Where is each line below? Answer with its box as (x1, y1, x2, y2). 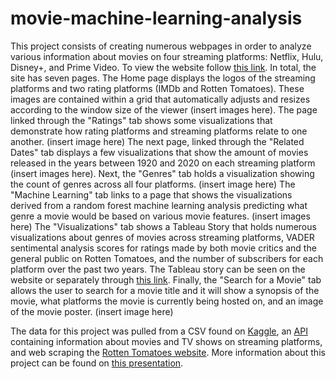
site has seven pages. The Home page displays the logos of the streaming (10, 72, 316, 84)
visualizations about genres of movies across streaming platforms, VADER (10, 231, 315, 243)
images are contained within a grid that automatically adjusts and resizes (10, 93, 311, 105)
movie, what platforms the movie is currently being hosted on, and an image (10, 295, 324, 307)
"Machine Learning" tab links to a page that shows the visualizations (10, 188, 293, 201)
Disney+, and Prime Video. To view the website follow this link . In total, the (10, 61, 317, 73)
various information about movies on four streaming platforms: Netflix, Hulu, (10, 50, 324, 62)
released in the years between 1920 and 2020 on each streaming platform (10, 157, 316, 169)
